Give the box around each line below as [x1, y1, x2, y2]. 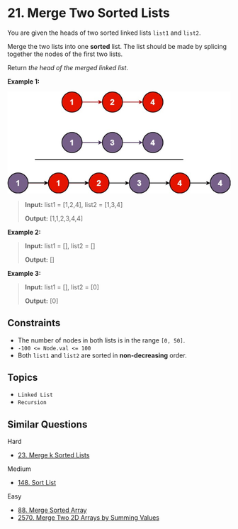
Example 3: [7, 269, 41, 277]
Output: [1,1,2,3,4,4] [24, 214, 84, 223]
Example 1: [7, 77, 40, 86]
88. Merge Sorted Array [17, 506, 87, 515]
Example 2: [7, 228, 41, 236]
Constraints [7, 317, 61, 329]
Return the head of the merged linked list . [7, 63, 129, 72]
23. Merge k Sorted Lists [17, 451, 90, 460]
